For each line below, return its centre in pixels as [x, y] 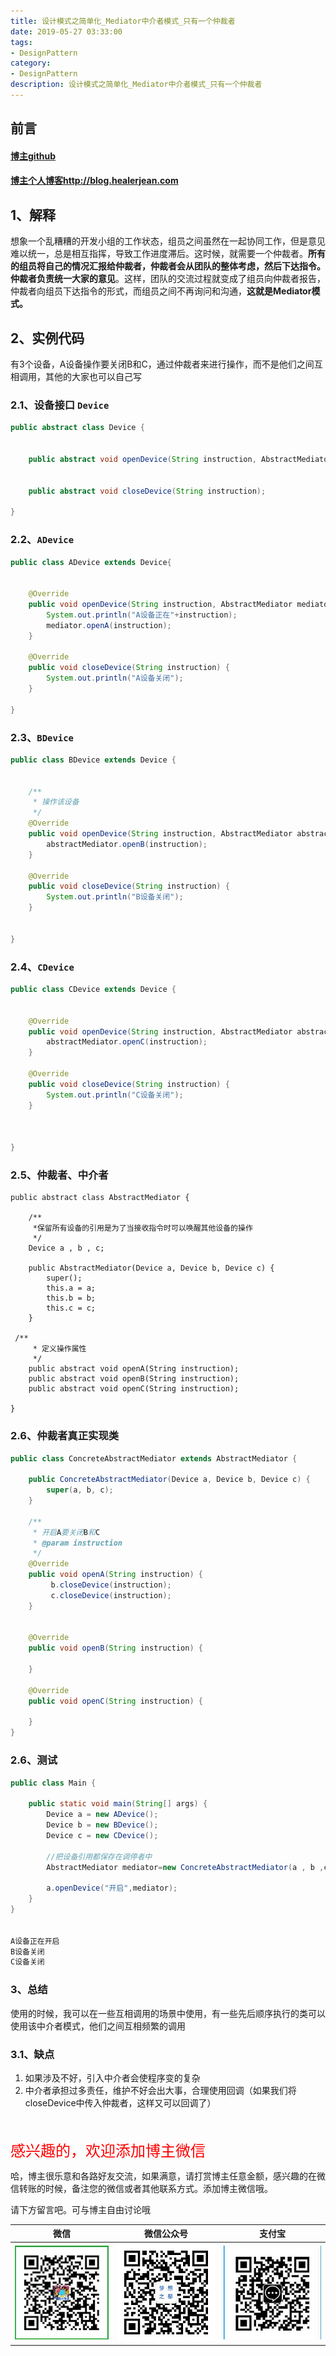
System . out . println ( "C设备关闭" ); [115, 1095]
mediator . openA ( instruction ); [109, 625]
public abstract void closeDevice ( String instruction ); [147, 491]
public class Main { [53, 1783]
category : [31, 63]
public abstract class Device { [77, 428]
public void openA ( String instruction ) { [115, 1575]
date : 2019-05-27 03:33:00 [66, 31]
